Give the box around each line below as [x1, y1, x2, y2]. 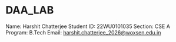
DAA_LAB [5, 3, 54, 17]
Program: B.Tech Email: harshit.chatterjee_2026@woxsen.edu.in [5, 29, 161, 36]
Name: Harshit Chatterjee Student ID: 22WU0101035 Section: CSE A [5, 23, 170, 30]
